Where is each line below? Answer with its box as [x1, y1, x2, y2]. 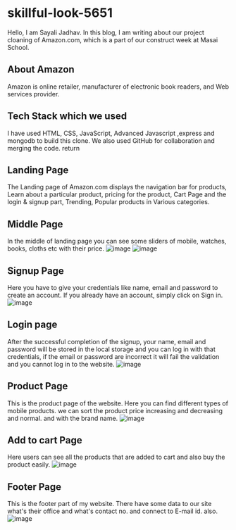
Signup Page [7, 265, 65, 277]
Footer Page [7, 481, 62, 493]
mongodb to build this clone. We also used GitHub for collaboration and [7, 136, 215, 145]
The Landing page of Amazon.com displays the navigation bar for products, [7, 183, 227, 191]
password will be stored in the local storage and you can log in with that [7, 345, 216, 353]
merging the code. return [7, 144, 80, 152]
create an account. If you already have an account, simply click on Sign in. [7, 291, 223, 299]
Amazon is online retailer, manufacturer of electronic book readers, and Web [7, 82, 230, 91]
